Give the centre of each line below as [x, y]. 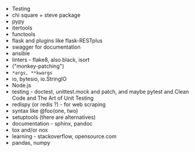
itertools [22, 28]
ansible [21, 53]
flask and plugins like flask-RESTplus [57, 41]
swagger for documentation [46, 47]
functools [24, 34]
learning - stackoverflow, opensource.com [64, 136]
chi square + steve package [46, 15]
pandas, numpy [31, 143]
